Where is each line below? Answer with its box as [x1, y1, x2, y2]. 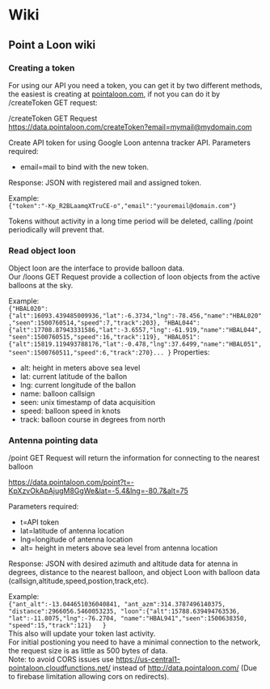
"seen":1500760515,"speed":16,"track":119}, [8, 334, 161, 342]
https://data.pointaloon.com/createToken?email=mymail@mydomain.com [8, 121, 252, 131]
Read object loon [8, 245, 76, 256]
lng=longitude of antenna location [19, 534, 133, 544]
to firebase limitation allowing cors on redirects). [8, 672, 170, 682]
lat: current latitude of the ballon [19, 372, 128, 381]
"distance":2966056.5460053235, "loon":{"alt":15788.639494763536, [8, 607, 241, 616]
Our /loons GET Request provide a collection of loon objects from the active [8, 272, 260, 282]
